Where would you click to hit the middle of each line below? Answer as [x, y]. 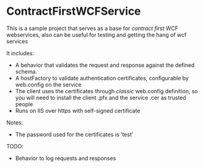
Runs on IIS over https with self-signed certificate [78, 110]
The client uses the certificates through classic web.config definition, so [106, 91]
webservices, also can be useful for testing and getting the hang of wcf [96, 34]
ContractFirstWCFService [74, 11]
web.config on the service [48, 85]
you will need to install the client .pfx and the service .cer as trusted [101, 97]
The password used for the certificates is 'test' [74, 134]
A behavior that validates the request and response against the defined [105, 65]
